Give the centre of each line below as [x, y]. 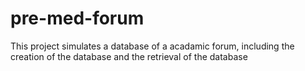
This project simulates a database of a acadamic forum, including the [152, 46]
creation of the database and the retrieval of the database [129, 56]
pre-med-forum [77, 18]
